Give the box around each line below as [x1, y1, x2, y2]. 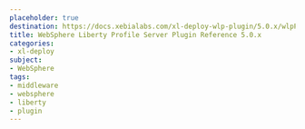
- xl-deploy [9, 47, 54, 56]
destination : [9, 22, 59, 31]
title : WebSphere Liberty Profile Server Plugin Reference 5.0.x [9, 30, 261, 39]
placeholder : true [9, 13, 79, 23]
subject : [9, 55, 43, 64]
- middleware [9, 81, 59, 90]
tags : [9, 73, 30, 82]
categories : [9, 38, 54, 48]
